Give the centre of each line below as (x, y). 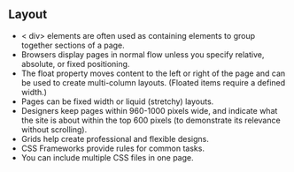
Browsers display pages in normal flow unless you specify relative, (143, 54)
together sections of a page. (73, 45)
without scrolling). (54, 129)
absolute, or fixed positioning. (75, 64)
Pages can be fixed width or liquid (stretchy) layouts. (117, 101)
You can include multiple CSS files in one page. (107, 157)
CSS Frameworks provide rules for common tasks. (113, 148)
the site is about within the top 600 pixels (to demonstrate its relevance (151, 120)
